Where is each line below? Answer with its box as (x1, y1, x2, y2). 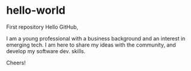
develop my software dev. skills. (6, 47, 86, 54)
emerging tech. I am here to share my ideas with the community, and (6, 41, 176, 48)
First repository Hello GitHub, (6, 23, 79, 30)
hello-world (6, 4, 66, 17)
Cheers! (6, 59, 26, 66)
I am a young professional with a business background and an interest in (6, 35, 186, 42)
